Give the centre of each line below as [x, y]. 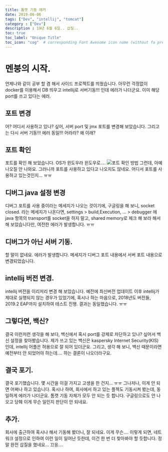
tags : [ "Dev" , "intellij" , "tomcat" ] [44, 19]
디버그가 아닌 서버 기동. [39, 242]
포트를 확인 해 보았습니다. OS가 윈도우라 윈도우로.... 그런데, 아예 [84, 163]
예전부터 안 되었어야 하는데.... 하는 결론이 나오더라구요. [58, 353]
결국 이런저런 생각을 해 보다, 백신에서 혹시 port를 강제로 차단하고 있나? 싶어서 [80, 334]
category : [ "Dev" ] [25, 24]
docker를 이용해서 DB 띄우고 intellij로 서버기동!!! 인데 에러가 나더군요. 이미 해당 [82, 90]
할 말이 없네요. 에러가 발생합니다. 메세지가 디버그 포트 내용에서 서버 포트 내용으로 [84, 255]
